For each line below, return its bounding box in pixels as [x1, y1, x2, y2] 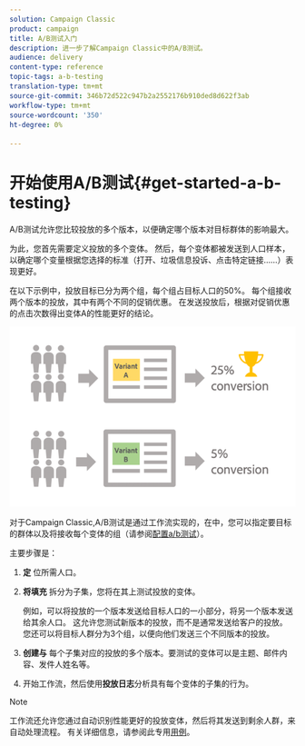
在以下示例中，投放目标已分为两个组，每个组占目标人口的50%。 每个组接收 [9, 285, 292, 296]
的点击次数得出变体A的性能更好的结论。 [9, 308, 159, 319]
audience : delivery [9, 53, 84, 63]
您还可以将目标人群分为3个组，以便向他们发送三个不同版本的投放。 [22, 628, 275, 639]
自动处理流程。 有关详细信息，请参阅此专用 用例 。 [9, 726, 195, 737]
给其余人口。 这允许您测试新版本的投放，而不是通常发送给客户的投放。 [22, 616, 288, 627]
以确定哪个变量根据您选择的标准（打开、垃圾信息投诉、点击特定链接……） [9, 254, 286, 265]
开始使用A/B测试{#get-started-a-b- [9, 173, 281, 194]
